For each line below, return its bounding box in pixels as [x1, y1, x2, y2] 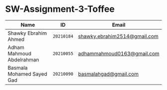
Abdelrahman [7, 56, 39, 63]
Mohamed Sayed [7, 70, 47, 77]
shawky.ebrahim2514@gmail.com [78, 33, 159, 40]
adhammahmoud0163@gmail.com [78, 50, 160, 57]
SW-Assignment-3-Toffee [5, 3, 115, 15]
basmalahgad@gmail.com [78, 70, 139, 77]
